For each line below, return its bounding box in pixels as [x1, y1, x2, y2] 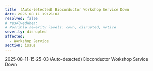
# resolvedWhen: [5, 20, 38, 26]
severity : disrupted [5, 29, 47, 34]
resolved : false [5, 16, 38, 21]
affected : [5, 34, 25, 39]
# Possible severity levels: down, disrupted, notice [5, 25, 117, 30]
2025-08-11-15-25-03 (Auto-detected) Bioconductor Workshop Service [5, 56, 148, 62]
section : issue [5, 43, 36, 48]
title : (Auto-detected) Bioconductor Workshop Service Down [5, 7, 130, 12]
